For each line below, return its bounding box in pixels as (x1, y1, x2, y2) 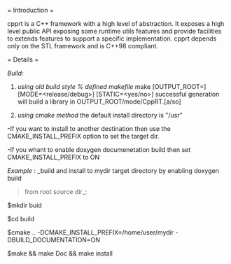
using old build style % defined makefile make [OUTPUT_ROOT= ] (17, 83, 206, 90)
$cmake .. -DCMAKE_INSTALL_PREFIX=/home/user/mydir (7, 228, 174, 237)
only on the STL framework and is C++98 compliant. (7, 42, 159, 50)
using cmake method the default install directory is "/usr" (17, 111, 183, 119)
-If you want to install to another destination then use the (7, 125, 171, 132)
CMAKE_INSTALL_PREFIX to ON (7, 153, 100, 161)
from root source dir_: (24, 188, 87, 195)
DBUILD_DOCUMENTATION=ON (7, 236, 100, 244)
